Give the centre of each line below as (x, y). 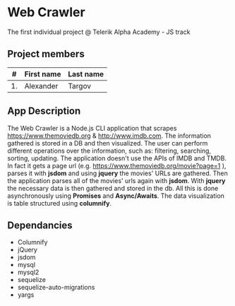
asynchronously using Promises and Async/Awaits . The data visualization (116, 196)
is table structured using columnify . (59, 203)
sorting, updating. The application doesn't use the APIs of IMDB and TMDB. (117, 158)
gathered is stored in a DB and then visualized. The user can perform (108, 143)
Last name (86, 73)
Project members (46, 54)
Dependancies (40, 225)
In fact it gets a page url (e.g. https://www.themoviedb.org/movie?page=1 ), (117, 165)
